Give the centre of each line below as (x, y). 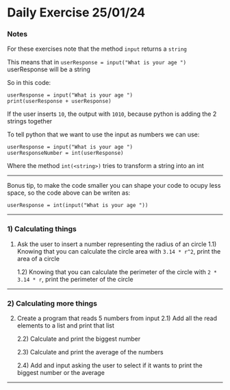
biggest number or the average (61, 373)
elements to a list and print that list (66, 326)
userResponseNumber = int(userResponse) (66, 153)
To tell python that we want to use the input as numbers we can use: (103, 134)
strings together (30, 121)
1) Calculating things (42, 229)
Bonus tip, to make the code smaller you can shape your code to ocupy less (114, 186)
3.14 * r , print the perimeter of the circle (75, 279)
